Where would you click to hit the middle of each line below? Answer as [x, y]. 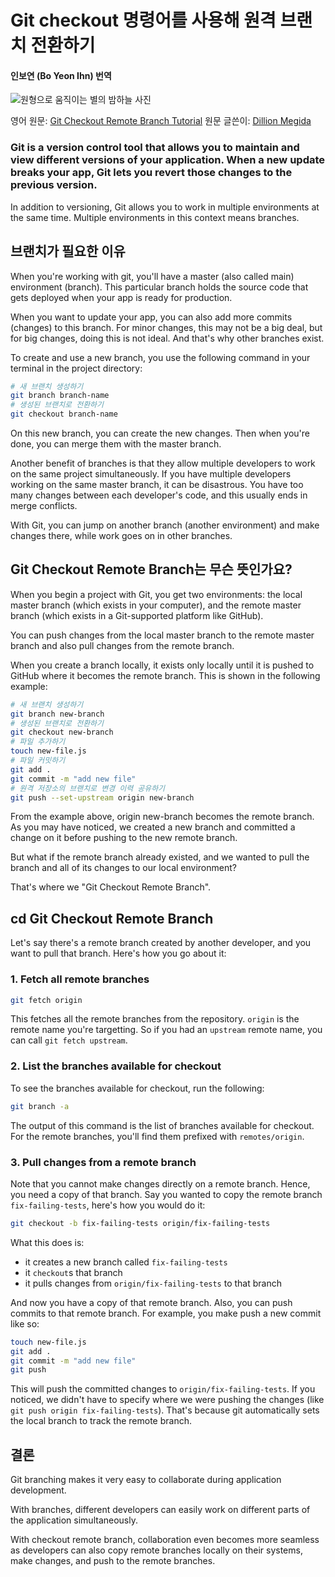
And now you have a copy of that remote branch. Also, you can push [151, 1302]
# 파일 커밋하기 [38, 761]
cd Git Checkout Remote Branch [112, 918]
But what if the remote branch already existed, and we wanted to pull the [160, 857]
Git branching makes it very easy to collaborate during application [146, 1480]
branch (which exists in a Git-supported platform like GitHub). [137, 615]
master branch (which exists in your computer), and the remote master [156, 605]
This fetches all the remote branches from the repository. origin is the [155, 1019]
